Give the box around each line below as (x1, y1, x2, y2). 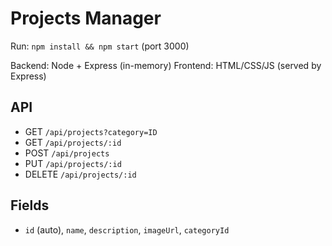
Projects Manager (10, 7, 162, 30)
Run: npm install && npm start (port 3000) (10, 40, 190, 52)
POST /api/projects (24, 147, 110, 159)
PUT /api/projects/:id (24, 157, 122, 169)
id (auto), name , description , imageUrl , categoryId (24, 223, 230, 236)
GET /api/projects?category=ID (24, 125, 158, 137)
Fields (10, 197, 50, 214)
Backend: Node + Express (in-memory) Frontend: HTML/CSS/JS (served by (10, 59, 322, 71)
